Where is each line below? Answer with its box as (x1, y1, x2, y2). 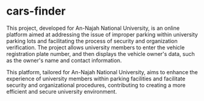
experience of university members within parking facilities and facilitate (6, 75, 186, 82)
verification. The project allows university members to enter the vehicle (6, 44, 185, 51)
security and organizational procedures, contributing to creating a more (6, 81, 186, 89)
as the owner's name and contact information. (6, 57, 122, 64)
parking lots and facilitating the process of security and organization (6, 37, 178, 44)
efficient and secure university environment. (6, 88, 118, 95)
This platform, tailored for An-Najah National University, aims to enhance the (6, 68, 198, 75)
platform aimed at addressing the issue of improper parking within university (6, 30, 198, 38)
